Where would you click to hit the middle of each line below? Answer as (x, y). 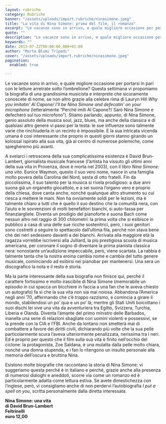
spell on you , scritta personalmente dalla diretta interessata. (66, 391)
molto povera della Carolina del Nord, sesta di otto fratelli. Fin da (71, 177)
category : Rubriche (25, 14)
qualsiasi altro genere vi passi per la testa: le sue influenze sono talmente (80, 126)
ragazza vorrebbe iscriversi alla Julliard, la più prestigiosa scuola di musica (81, 240)
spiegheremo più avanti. (30, 147)
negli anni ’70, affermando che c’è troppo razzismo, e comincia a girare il (79, 297)
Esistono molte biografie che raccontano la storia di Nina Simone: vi (74, 365)
